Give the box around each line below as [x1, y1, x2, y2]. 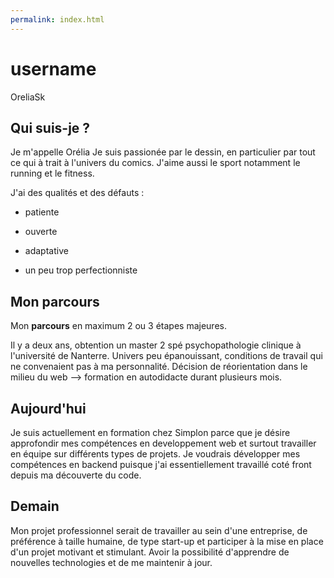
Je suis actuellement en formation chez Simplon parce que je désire [10, 427, 291, 438]
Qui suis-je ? [10, 119, 91, 136]
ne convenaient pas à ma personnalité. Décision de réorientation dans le [10, 361, 308, 373]
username [10, 57, 97, 80]
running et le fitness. [10, 167, 95, 180]
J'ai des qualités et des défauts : [10, 187, 145, 199]
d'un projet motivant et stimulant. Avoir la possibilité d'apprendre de [10, 546, 290, 558]
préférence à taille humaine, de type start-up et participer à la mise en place [10, 535, 324, 547]
